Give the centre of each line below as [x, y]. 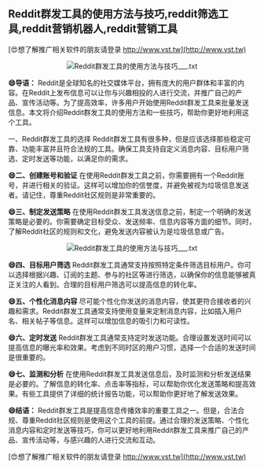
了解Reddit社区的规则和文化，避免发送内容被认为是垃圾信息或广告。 [119, 231]
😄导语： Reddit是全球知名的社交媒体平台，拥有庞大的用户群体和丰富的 [123, 83]
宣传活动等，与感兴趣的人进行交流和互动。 [90, 440]
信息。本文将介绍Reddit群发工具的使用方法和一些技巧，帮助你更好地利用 [125, 112]
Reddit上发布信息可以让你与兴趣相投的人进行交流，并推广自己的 [132, 92]
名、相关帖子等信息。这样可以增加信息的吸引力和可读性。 [101, 320]
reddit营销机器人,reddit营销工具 [100, 29]
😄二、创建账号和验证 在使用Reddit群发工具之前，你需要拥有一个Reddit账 [126, 175]
